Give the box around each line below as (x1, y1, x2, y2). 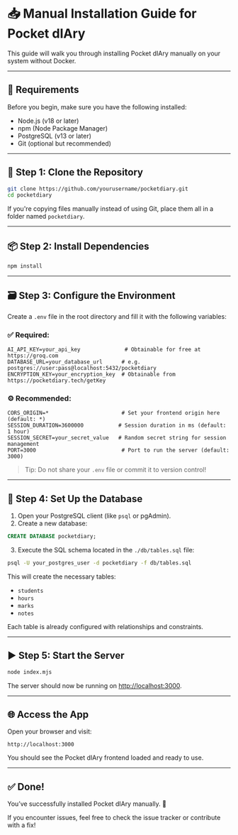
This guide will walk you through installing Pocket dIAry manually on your (7, 49, 221, 58)
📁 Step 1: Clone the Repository (7, 166, 144, 178)
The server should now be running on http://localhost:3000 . (7, 681, 182, 689)
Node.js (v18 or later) (17, 116, 79, 125)
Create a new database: (17, 519, 88, 528)
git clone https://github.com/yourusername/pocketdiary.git (7, 185, 189, 192)
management (7, 441, 40, 448)
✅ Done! (7, 780, 45, 792)
